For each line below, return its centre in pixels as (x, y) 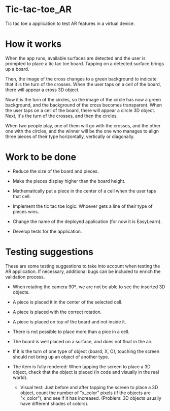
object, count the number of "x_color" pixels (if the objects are (85, 393)
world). (20, 377)
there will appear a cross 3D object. (42, 90)
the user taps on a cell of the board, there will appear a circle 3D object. (80, 110)
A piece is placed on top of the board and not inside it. (69, 321)
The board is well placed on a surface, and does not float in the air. (82, 341)
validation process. (25, 277)
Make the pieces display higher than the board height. (69, 181)
